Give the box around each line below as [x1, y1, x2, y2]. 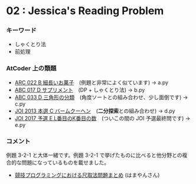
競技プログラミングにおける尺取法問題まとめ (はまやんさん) [14, 172, 160, 179]
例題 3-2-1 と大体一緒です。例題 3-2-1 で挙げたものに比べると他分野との [6, 152, 182, 159]
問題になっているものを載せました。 [21, 159, 110, 166]
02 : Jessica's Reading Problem [6, 4, 164, 18]
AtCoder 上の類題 [6, 64, 57, 73]
